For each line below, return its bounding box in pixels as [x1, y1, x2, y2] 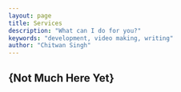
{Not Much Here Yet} [8, 71, 115, 85]
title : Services [8, 19, 62, 27]
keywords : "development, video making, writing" [8, 34, 174, 42]
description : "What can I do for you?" [8, 26, 142, 34]
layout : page [8, 11, 52, 20]
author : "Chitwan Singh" [8, 42, 91, 50]
